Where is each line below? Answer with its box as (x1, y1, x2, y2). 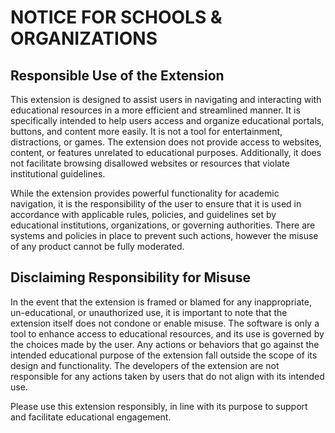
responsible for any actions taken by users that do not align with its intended (10, 370, 325, 382)
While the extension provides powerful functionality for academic (10, 187, 280, 199)
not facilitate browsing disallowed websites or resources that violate (10, 157, 290, 169)
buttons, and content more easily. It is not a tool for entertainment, (10, 126, 283, 137)
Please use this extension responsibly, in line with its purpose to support (10, 400, 308, 412)
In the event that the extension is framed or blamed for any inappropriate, (10, 296, 312, 308)
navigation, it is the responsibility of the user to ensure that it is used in (10, 198, 302, 210)
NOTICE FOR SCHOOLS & (10, 6, 223, 29)
